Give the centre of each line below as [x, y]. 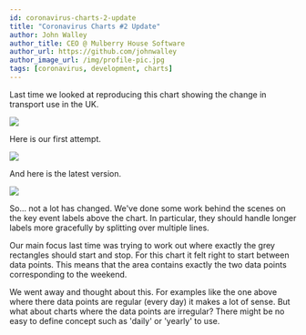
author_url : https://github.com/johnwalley [93, 52]
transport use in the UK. [54, 104]
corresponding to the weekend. [68, 274]
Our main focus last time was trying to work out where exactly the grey [143, 245]
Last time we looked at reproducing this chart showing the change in [138, 94]
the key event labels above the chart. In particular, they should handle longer [153, 218]
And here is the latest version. [65, 173]
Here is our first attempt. [56, 138]
